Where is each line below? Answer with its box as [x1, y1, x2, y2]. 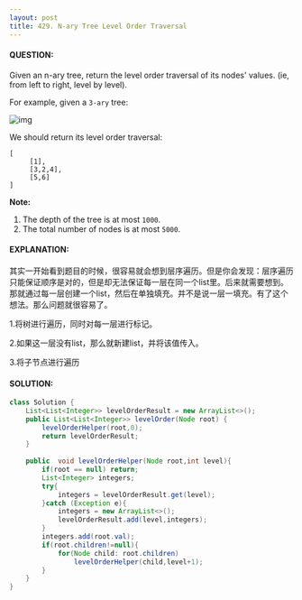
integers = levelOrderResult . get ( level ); [57, 490, 216, 499]
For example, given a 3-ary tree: [9, 97, 129, 107]
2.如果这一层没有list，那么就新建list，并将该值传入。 [9, 337, 205, 348]
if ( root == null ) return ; [41, 466, 140, 475]
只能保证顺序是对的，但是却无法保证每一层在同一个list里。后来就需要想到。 [9, 276, 288, 287]
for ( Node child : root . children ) [57, 549, 179, 558]
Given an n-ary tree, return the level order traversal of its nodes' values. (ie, [9, 69, 290, 80]
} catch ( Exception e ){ [41, 498, 127, 508]
